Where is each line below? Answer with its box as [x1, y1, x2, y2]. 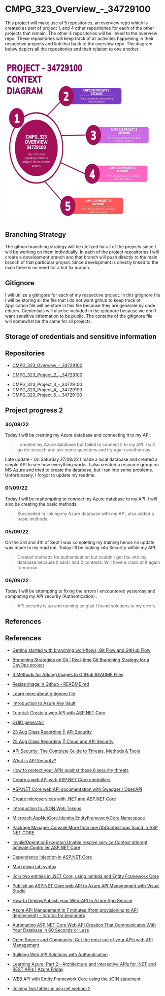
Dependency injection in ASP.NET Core [12, 854, 92, 860]
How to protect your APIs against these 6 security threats [12, 767, 129, 773]
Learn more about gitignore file [12, 691, 75, 697]
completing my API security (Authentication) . [5, 593, 98, 599]
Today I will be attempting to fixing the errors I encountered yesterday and [5, 588, 156, 594]
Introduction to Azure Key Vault [12, 700, 76, 706]
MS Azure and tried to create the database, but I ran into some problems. [5, 467, 154, 473]
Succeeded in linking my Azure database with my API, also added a [17, 511, 154, 516]
